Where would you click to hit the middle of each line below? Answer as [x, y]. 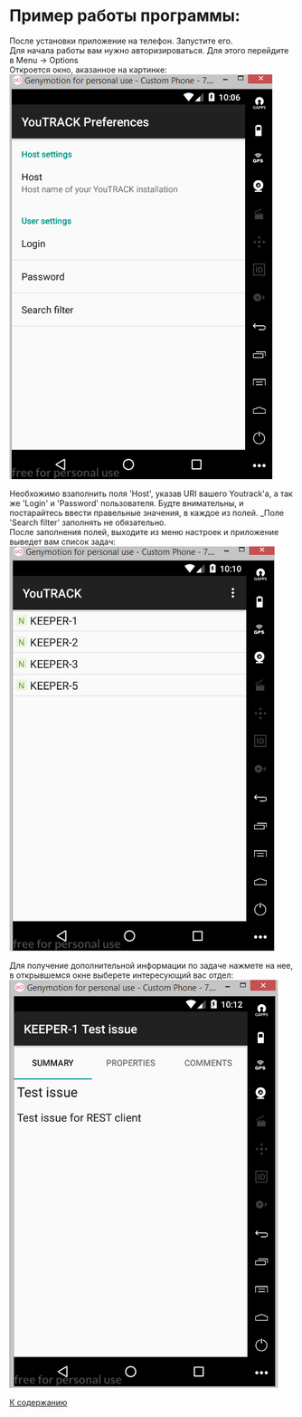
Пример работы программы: [125, 16]
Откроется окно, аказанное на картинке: [88, 70]
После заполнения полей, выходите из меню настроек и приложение [144, 531]
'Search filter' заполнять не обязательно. [88, 522]
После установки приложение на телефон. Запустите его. [121, 41]
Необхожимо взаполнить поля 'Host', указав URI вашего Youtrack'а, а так [151, 493]
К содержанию [38, 1402]
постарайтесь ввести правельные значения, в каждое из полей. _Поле [147, 512]
